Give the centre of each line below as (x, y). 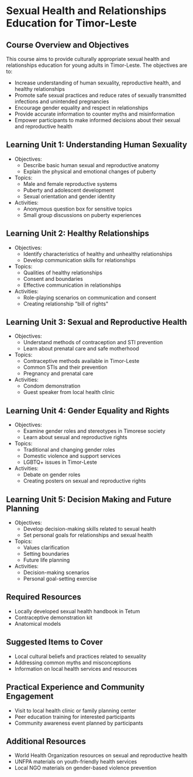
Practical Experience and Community (75, 687)
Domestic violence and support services (72, 456)
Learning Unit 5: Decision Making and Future (89, 499)
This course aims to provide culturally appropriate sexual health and (88, 59)
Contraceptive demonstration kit (53, 617)
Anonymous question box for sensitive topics (78, 209)
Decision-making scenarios (56, 572)
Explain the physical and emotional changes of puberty (89, 171)
